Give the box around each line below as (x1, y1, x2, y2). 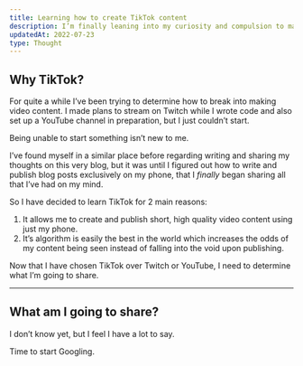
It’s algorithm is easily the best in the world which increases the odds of (22, 233, 289, 244)
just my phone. (22, 223, 78, 235)
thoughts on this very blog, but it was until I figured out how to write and (9, 160, 278, 171)
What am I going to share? (9, 305, 160, 320)
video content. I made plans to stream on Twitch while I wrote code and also (9, 106, 293, 117)
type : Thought (9, 38, 63, 48)
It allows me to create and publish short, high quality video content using (22, 214, 293, 225)
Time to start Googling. (9, 345, 95, 357)
